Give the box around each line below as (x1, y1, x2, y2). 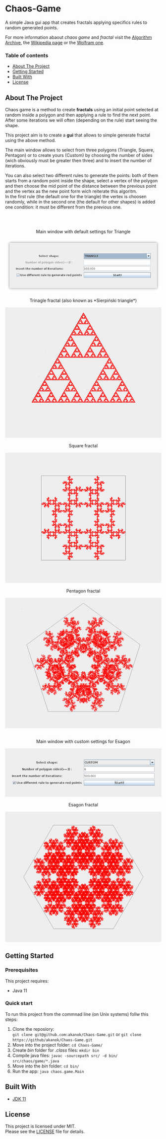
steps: (5, 1016, 18, 1022)
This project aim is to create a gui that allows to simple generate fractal (5, 132, 150, 138)
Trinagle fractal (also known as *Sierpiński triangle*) (29, 297, 137, 303)
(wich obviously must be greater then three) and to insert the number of (5, 157, 152, 164)
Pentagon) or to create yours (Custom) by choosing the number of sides (5, 152, 153, 158)
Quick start (5, 1000, 33, 1007)
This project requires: (5, 978, 49, 984)
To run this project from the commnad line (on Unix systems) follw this (5, 1011, 149, 1017)
